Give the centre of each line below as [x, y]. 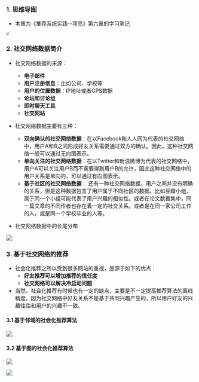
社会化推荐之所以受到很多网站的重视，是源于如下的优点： [85, 268]
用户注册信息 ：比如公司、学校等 [63, 83]
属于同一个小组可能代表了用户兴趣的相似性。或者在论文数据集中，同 [108, 198]
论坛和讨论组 [39, 98]
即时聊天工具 [39, 105]
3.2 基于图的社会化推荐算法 [40, 348]
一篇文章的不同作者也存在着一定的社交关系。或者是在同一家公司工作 [108, 206]
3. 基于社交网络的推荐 [37, 254]
